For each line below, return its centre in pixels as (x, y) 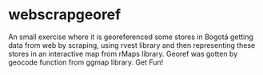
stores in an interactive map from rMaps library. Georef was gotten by (123, 53)
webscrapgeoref (65, 15)
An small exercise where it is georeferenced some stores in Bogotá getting (131, 37)
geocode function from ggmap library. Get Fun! (86, 62)
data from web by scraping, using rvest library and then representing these (132, 45)
